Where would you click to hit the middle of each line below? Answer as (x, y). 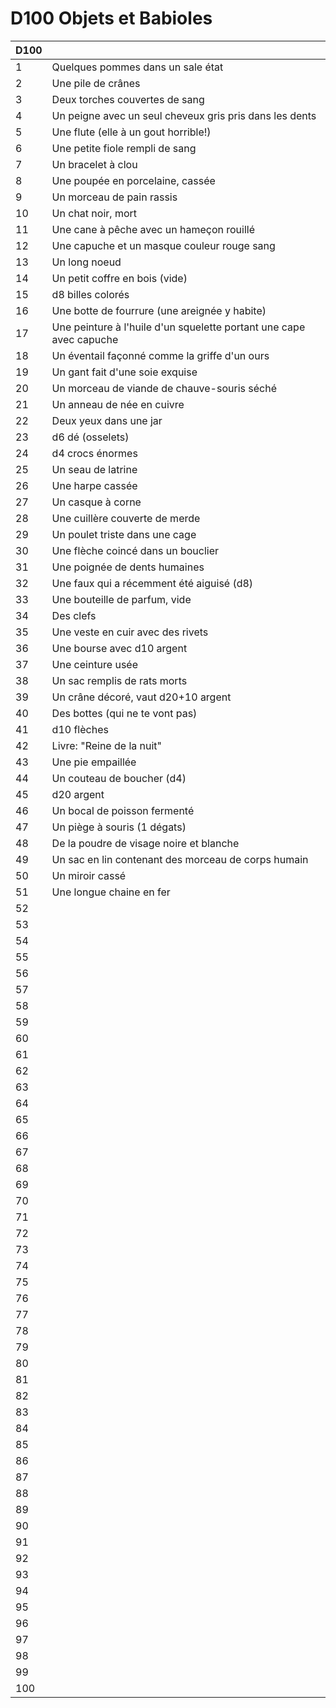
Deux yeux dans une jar (107, 420)
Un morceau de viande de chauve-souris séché (164, 388)
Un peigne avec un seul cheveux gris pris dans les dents (184, 115)
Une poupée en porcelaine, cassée (133, 180)
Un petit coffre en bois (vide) (119, 278)
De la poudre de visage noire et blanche (145, 843)
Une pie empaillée (94, 762)
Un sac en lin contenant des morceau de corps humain (180, 859)
